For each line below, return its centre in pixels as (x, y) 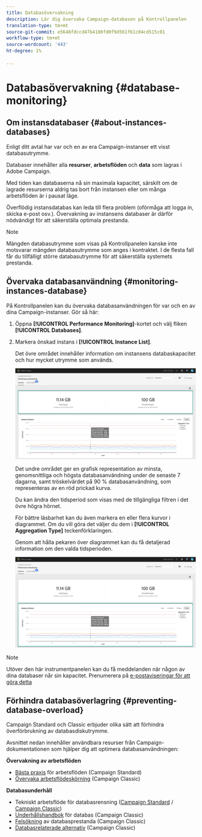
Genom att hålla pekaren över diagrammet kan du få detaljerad (92, 542)
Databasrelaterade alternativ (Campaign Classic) (75, 828)
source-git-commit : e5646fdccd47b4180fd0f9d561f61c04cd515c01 (86, 32)
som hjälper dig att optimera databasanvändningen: (115, 749)
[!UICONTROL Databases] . (49, 330)
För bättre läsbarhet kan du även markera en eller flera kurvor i (93, 518)
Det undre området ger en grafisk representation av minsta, (88, 469)
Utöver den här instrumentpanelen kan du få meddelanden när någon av (96, 669)
